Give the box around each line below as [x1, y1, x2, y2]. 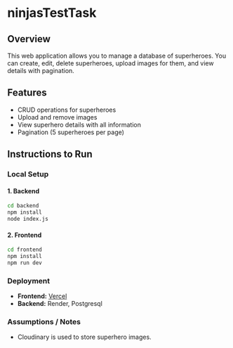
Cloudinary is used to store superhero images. [17, 333, 152, 342]
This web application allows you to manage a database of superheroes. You [7, 51, 227, 60]
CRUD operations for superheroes [17, 105, 116, 114]
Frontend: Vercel [17, 292, 67, 300]
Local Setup [7, 169, 49, 179]
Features [7, 86, 47, 99]
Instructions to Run [7, 148, 93, 160]
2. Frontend [7, 231, 42, 239]
